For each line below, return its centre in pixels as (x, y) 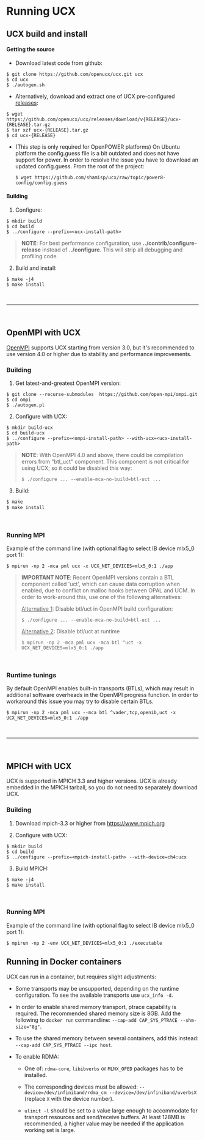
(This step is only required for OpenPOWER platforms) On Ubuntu (97, 147)
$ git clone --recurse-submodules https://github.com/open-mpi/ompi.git (102, 395)
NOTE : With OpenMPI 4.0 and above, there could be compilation (102, 455)
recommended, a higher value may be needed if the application (104, 1123)
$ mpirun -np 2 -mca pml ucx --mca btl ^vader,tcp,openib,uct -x (91, 713)
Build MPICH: (32, 868)
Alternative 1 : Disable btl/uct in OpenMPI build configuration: (97, 609)
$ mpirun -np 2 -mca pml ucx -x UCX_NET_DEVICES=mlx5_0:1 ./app (90, 566)
